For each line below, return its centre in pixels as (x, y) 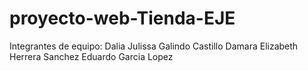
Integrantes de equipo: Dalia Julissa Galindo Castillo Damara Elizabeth (154, 46)
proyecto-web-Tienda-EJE (122, 18)
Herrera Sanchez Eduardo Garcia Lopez (91, 56)
